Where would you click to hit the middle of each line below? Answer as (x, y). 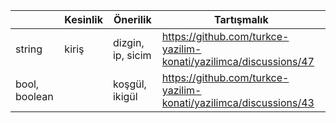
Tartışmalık (241, 19)
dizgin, (128, 42)
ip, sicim (132, 55)
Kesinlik (83, 19)
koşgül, (129, 84)
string (29, 49)
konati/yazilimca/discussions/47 (238, 61)
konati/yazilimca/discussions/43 (238, 102)
